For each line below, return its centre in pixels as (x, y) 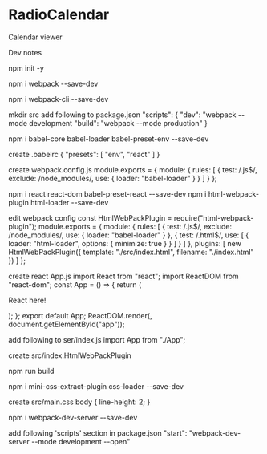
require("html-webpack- (214, 217)
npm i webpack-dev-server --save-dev (73, 417)
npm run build (31, 371)
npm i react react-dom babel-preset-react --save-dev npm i (107, 193)
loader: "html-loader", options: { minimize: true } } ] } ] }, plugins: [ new (125, 243)
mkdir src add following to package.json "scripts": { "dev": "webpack (122, 115)
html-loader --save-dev (70, 202)
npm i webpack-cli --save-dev (59, 99)
